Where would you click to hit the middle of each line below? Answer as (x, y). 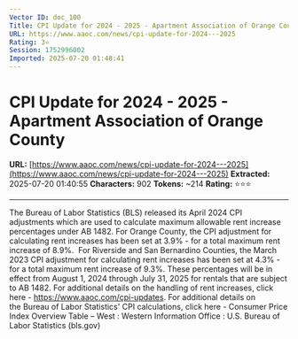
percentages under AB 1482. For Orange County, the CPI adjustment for (141, 231)
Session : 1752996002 (47, 50)
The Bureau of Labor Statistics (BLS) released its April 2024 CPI (126, 212)
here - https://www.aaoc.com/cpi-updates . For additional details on (132, 297)
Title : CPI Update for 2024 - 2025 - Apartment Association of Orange (142, 26)
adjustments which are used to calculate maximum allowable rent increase (145, 221)
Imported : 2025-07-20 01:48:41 (67, 58)
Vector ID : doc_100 (45, 17)
